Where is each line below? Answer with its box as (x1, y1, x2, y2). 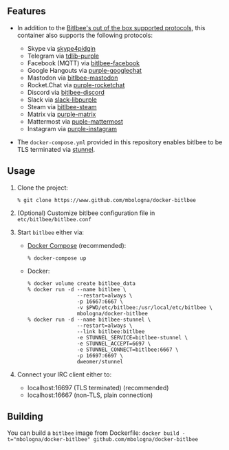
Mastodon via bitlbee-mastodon (27, 74, 118, 82)
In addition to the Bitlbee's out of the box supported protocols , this (17, 23, 206, 32)
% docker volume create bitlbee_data (27, 280, 136, 287)
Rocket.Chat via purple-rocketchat (27, 80, 125, 89)
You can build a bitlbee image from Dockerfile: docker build (7, 429, 179, 437)
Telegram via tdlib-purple (27, 52, 100, 60)
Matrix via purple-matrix (27, 110, 96, 118)
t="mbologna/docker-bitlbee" (7, 436, 91, 443)
